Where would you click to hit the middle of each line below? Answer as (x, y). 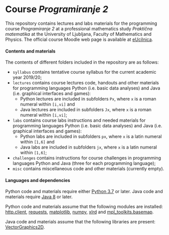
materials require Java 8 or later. (39, 197)
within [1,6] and (37, 142)
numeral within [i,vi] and (47, 104)
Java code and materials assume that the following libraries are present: (80, 222)
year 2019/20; (27, 77)
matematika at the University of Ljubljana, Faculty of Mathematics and (78, 34)
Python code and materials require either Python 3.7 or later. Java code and (84, 192)
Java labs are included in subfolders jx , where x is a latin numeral (89, 147)
